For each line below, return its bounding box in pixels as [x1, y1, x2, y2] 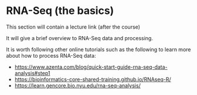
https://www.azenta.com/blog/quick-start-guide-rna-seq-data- [14, 63, 168, 71]
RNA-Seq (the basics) [6, 4, 114, 17]
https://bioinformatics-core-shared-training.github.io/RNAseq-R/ [14, 76, 171, 83]
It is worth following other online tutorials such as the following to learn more [6, 45, 191, 53]
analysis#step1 [14, 69, 50, 76]
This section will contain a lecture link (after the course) [6, 23, 141, 30]
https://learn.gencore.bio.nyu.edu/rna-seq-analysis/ [14, 82, 141, 89]
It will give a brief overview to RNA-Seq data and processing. [6, 34, 154, 41]
